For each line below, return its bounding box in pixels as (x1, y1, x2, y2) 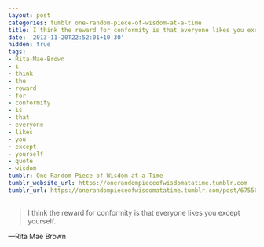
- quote (8, 158, 34, 165)
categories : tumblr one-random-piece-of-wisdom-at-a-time (8, 19, 202, 27)
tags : (8, 48, 26, 56)
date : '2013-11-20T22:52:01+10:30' (8, 33, 125, 42)
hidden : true (8, 41, 51, 49)
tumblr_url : (8, 186, 47, 194)
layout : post (8, 11, 51, 20)
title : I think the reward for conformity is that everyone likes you (8, 26, 244, 34)
